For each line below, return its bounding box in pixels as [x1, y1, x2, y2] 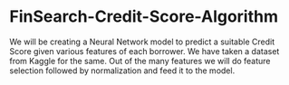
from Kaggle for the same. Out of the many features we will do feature [9, 55, 271, 66]
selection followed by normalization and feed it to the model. [9, 65, 236, 76]
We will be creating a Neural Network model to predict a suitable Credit [9, 36, 275, 47]
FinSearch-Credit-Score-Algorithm [9, 6, 279, 27]
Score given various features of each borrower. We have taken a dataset [9, 45, 280, 56]
